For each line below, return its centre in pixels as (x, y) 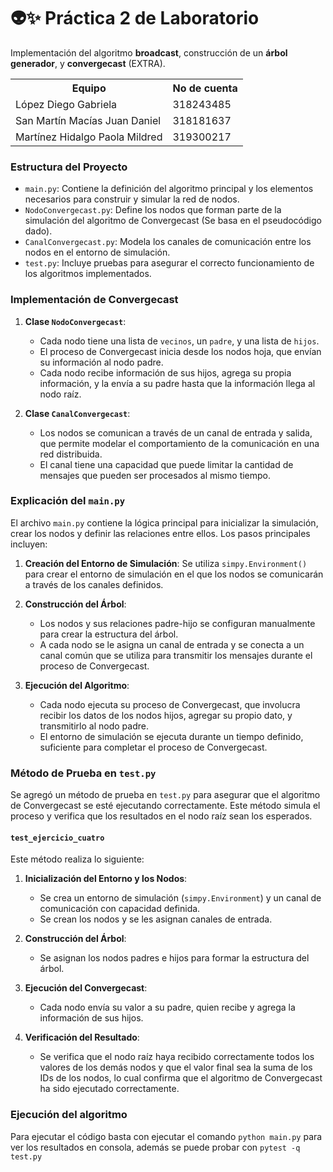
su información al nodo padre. (101, 362)
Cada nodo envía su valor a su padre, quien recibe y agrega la (167, 1007)
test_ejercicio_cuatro (57, 838)
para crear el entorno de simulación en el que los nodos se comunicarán (174, 574)
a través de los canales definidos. (94, 584)
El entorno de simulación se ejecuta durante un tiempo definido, (171, 736)
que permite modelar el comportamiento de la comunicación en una (179, 443)
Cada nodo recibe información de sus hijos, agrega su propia (165, 372)
